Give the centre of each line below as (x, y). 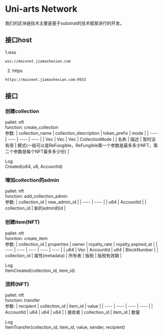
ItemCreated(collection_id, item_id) (40, 270)
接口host (19, 40)
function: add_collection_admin (36, 196)
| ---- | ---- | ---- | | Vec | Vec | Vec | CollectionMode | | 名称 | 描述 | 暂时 (78, 139)
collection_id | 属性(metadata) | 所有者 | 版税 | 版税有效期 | (63, 255)
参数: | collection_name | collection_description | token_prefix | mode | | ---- (81, 133)
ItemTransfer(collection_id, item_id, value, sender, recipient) (65, 327)
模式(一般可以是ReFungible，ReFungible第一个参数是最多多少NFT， (85, 145)
